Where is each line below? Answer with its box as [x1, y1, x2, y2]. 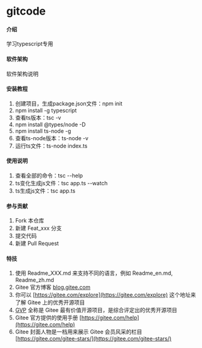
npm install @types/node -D [15, 121, 86, 128]
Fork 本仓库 [15, 217, 44, 224]
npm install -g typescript [15, 107, 77, 114]
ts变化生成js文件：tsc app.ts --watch [15, 180, 108, 186]
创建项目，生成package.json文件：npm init [15, 99, 123, 107]
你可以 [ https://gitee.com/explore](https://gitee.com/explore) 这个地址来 [15, 291, 197, 299]
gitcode [6, 4, 46, 18]
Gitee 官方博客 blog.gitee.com [15, 283, 91, 291]
